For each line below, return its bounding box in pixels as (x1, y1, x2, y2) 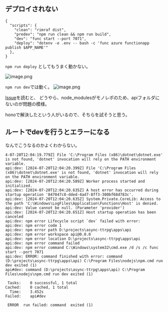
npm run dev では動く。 (5, 84, 52, 90)
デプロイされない (5, 5, 58, 14)
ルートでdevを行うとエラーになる (5, 128, 110, 136)
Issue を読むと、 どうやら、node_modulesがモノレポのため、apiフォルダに (5, 94, 160, 100)
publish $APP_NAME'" (5, 45, 49, 50)
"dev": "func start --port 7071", (14, 36, 87, 41)
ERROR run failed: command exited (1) (7, 302, 94, 307)
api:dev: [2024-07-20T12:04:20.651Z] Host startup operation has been (5, 210, 156, 215)
